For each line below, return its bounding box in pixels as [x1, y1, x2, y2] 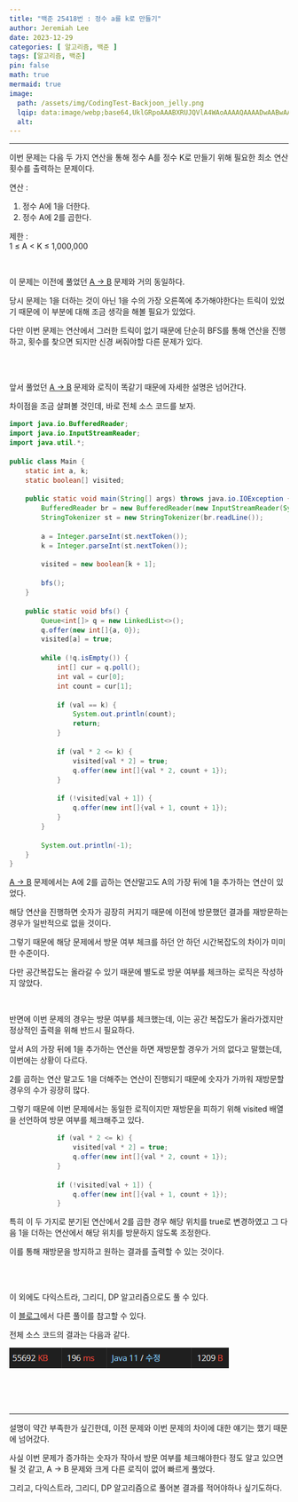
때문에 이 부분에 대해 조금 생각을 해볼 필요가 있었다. [18, 306, 196, 317]
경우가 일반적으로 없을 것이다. [9, 918, 112, 929]
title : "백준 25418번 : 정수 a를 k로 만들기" [9, 14, 162, 23]
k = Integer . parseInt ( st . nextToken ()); [41, 542, 189, 550]
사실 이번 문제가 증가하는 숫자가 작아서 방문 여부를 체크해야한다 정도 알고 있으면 [9, 1452, 284, 1464]
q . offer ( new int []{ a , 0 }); [41, 626, 141, 635]
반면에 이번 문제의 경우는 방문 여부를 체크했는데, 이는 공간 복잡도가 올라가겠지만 [9, 1014, 284, 1024]
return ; [72, 719, 101, 728]
